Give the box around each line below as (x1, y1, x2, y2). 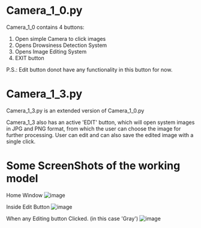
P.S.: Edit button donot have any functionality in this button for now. (6, 66, 173, 73)
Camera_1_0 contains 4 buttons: (6, 23, 85, 31)
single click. (6, 138, 36, 145)
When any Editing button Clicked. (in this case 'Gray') (6, 215, 139, 222)
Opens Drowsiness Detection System (14, 42, 107, 49)
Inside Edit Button (6, 203, 50, 211)
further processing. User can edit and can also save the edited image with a (6, 131, 194, 138)
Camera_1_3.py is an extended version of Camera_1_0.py (6, 106, 145, 114)
